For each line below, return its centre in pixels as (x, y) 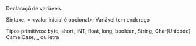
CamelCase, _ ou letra (33, 37)
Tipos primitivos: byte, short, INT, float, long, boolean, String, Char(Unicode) (98, 31)
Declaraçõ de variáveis (34, 8)
